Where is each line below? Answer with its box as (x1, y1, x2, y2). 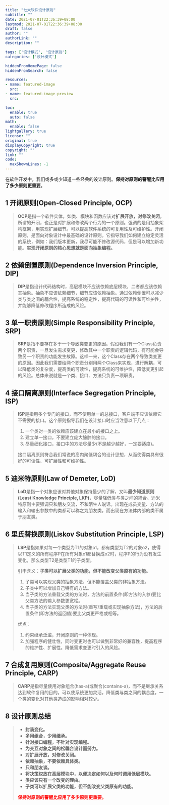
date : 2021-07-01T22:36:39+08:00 (5, 17, 76, 22)
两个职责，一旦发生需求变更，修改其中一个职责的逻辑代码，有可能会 (17, 347, 159, 353)
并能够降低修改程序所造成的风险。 (17, 302, 89, 308)
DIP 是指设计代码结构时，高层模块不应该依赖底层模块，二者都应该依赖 (17, 283, 162, 289)
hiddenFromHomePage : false (5, 63, 62, 68)
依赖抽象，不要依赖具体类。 (25, 758, 83, 764)
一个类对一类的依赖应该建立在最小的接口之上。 (25, 428, 123, 434)
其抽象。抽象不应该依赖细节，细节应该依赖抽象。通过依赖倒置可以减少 (17, 290, 164, 296)
